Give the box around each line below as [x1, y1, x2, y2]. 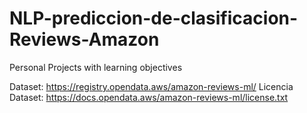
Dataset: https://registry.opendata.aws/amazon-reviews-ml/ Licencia [9, 80, 294, 92]
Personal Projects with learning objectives [9, 61, 183, 73]
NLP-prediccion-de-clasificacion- [9, 7, 299, 30]
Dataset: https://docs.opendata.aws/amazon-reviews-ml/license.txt [9, 91, 289, 103]
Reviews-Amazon [9, 28, 160, 51]
